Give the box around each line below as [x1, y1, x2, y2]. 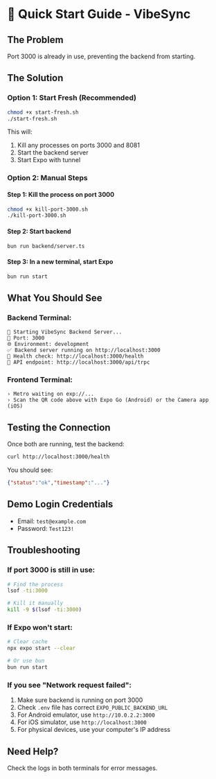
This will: [7, 128, 33, 136]
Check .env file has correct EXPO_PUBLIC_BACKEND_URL [17, 703, 168, 712]
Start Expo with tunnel [17, 156, 81, 164]
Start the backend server [17, 148, 89, 157]
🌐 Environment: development [7, 341, 89, 348]
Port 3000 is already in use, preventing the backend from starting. [7, 52, 196, 60]
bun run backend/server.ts [7, 243, 85, 250]
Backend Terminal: [7, 313, 72, 322]
